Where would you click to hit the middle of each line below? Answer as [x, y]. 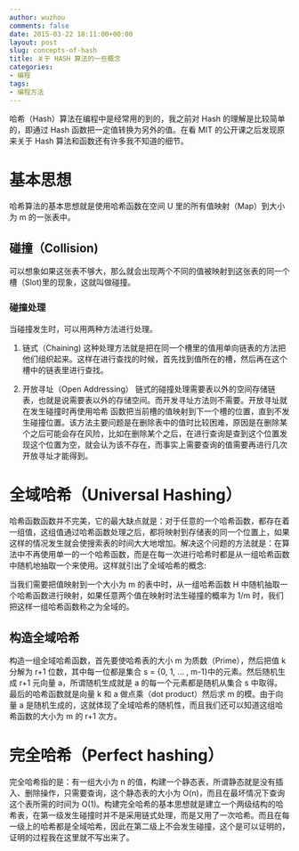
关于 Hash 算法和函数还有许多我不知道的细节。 [102, 141]
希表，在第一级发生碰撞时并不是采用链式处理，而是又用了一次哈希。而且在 [145, 815]
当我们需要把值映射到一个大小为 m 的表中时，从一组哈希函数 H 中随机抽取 [145, 585]
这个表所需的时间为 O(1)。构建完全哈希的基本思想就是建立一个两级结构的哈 [146, 804]
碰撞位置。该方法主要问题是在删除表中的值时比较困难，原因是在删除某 [158, 422]
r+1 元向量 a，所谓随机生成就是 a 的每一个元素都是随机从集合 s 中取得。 [151, 683]
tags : [19, 84]
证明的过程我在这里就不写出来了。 [72, 838]
